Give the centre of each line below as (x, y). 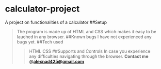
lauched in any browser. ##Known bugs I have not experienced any (84, 37)
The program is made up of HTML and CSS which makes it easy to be (87, 31)
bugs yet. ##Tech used (40, 41)
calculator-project (42, 9)
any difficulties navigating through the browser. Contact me (89, 56)
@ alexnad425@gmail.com (56, 61)
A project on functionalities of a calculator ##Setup (56, 22)
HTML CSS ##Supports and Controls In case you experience (89, 51)
